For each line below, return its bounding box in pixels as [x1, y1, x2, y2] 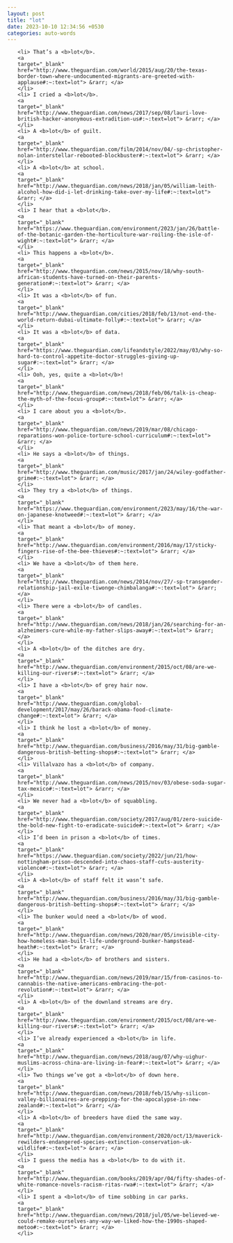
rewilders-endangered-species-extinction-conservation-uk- [17, 1139, 193, 1146]
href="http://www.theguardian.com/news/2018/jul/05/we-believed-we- [17, 1212, 220, 1219]
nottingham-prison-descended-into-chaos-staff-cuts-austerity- [17, 859, 205, 866]
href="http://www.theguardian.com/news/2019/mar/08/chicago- [17, 426, 199, 434]
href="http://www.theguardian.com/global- [17, 700, 143, 707]
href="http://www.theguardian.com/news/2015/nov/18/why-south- [17, 268, 205, 275]
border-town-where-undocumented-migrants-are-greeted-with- [17, 73, 195, 80]
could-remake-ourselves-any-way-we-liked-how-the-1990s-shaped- [17, 1218, 208, 1225]
